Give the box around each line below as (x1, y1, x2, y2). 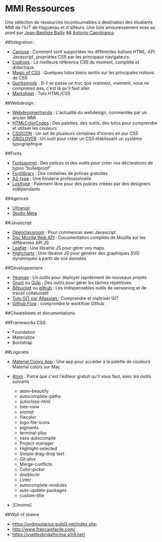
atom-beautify (19, 388, 49, 394)
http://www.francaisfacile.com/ (12, 526, 76, 532)
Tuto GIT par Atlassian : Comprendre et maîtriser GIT (12, 295, 119, 301)
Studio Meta (12, 210, 37, 216)
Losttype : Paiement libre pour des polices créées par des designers (12, 180, 151, 187)
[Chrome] (12, 502, 32, 508)
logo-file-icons (19, 419, 50, 425)
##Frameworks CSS (5, 319, 46, 325)
